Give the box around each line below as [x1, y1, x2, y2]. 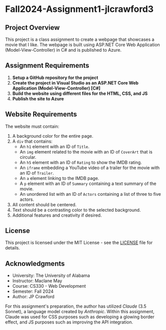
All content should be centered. [12, 201, 77, 207]
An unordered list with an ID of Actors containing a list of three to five [19, 191, 161, 197]
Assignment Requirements [5, 61, 90, 70]
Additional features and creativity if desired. [12, 212, 102, 218]
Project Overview [5, 23, 60, 32]
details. [5, 245, 20, 251]
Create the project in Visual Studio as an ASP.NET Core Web [12, 80, 139, 85]
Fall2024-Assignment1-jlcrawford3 [5, 3, 154, 15]
